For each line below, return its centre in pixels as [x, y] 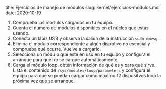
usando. [21, 33]
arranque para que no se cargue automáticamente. [65, 60]
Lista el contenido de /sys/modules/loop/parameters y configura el [81, 70]
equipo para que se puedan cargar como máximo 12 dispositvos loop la [87, 76]
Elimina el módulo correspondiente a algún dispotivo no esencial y [81, 44]
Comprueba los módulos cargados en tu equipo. [63, 22]
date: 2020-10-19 [23, 13]
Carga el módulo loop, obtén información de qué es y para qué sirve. [84, 65]
